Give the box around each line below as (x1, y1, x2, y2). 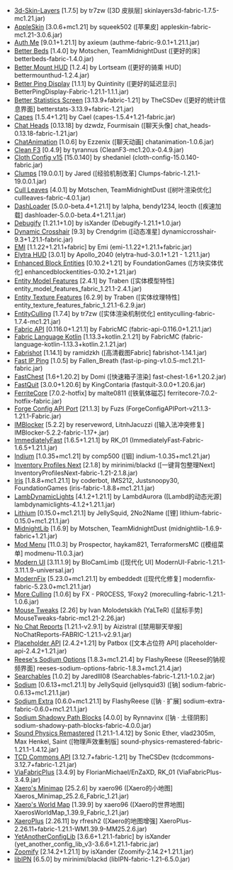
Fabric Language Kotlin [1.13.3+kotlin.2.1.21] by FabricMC (13, 332, 180, 341)
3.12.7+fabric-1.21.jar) (13, 761, 77, 768)
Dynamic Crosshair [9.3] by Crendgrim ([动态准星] (13, 227, 161, 236)
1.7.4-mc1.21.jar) (13, 317, 62, 325)
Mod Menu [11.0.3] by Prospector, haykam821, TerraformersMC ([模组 (13, 540, 218, 548)
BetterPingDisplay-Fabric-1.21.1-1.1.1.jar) (13, 87, 130, 96)
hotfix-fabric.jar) (13, 397, 62, 405)
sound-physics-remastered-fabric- (120, 737, 223, 746)
